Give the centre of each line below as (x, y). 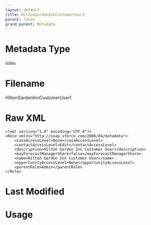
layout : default (22, 10)
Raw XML (26, 118)
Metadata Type (38, 49)
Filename (25, 84)
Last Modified (35, 192)
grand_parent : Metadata (30, 24)
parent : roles (20, 19)
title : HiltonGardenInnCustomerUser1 (45, 15)
